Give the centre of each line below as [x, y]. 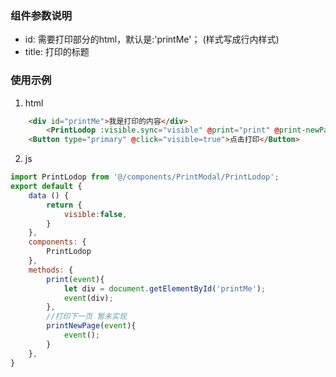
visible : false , [95, 214]
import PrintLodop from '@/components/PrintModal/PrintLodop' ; [145, 177]
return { [64, 205]
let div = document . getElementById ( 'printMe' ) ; [165, 288]
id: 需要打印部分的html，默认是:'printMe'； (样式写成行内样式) [152, 39]
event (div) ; [88, 298]
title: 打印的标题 [57, 52]
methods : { [51, 270]
